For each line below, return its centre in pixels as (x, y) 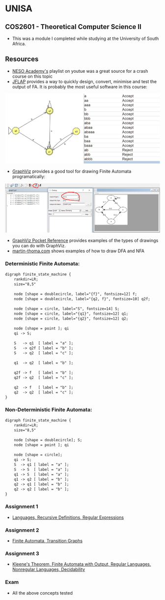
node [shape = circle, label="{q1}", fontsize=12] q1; (71, 314)
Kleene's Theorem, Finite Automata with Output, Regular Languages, (82, 564)
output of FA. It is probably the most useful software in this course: (80, 87)
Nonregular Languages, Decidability (48, 570)
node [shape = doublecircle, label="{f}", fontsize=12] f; (76, 294)
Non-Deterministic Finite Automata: (49, 410)
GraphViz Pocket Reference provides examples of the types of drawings (85, 240)
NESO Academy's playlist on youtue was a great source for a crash (80, 71)
